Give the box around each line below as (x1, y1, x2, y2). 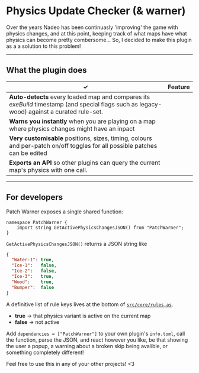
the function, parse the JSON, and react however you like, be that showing (6, 336, 188, 343)
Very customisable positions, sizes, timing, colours (9, 134, 152, 142)
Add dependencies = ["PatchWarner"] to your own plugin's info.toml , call (6, 330, 185, 337)
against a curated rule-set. (28, 108, 104, 116)
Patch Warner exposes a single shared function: (6, 208, 123, 215)
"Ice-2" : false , (11, 268, 57, 274)
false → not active (14, 318, 60, 326)
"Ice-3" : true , (11, 274, 54, 280)
